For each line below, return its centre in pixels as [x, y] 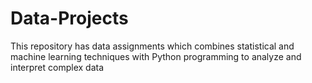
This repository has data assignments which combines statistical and [152, 46]
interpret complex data [57, 67]
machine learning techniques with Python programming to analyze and [156, 56]
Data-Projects [69, 18]
